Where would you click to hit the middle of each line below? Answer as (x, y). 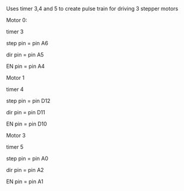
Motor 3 (16, 135)
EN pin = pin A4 (26, 66)
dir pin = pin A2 (25, 170)
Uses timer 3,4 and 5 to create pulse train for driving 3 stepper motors (92, 9)
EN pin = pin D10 (27, 124)
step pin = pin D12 (28, 101)
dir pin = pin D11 (26, 112)
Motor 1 (15, 78)
